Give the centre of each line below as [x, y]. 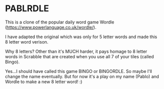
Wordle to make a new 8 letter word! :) [44, 82]
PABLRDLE [27, 9]
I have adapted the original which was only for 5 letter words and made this [81, 37]
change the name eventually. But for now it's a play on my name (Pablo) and [82, 76]
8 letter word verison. [27, 42]
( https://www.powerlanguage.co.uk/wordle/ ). [51, 27]
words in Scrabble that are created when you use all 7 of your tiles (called [80, 56]
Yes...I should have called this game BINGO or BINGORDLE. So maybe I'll [79, 71]
